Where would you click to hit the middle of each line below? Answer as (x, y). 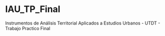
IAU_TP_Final (33, 9)
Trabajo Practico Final (28, 28)
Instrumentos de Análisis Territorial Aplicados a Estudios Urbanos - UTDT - (83, 23)
